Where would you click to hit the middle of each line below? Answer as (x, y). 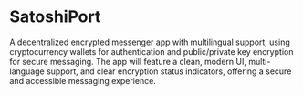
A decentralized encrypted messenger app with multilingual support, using (150, 42)
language (27, 71)
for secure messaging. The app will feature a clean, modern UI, (128, 61)
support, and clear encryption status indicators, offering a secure (169, 71)
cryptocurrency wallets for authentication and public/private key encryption (151, 51)
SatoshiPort (55, 17)
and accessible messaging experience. (83, 80)
